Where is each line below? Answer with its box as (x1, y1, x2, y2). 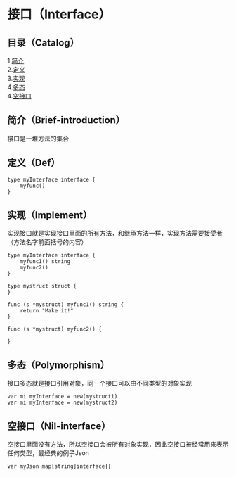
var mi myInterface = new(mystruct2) (7, 399, 118, 407)
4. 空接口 (7, 92, 32, 100)
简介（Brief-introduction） (7, 114, 125, 127)
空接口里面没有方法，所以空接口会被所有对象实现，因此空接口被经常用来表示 (7, 440, 229, 449)
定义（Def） (7, 157, 61, 169)
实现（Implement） (7, 209, 93, 222)
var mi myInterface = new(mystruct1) (7, 393, 118, 400)
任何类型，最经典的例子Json (7, 449, 90, 457)
